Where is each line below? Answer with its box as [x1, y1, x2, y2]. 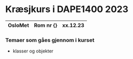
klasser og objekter [12, 48, 54, 54]
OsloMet [8, 22, 29, 29]
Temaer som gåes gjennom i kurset [5, 36, 95, 43]
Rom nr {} [34, 22, 58, 29]
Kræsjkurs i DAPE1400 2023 [5, 4, 129, 15]
